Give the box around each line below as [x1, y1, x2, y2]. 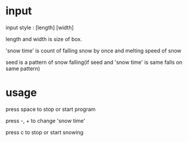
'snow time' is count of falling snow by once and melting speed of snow [5, 47, 182, 54]
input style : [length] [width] [5, 24, 74, 31]
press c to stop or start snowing [5, 128, 84, 135]
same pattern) [5, 64, 40, 72]
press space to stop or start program [5, 106, 96, 113]
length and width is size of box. [5, 35, 83, 42]
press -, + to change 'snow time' [5, 117, 86, 124]
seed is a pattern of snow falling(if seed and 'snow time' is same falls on [5, 58, 183, 66]
